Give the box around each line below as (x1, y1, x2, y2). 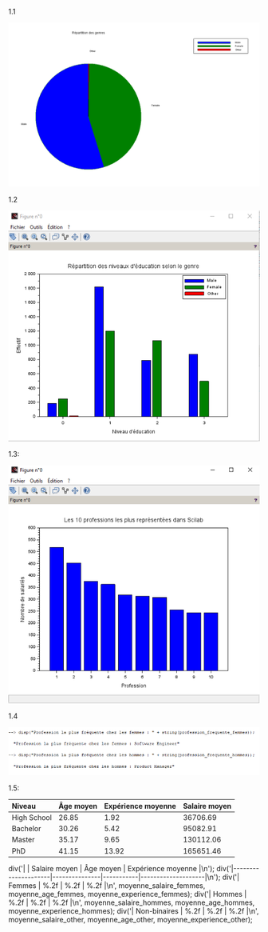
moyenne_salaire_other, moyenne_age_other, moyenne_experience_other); (8, 915, 253, 925)
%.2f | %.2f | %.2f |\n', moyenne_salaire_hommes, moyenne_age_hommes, (8, 898, 255, 907)
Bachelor (11, 824, 41, 834)
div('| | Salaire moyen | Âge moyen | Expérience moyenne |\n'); (8, 864, 215, 874)
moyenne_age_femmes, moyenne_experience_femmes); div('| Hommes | (8, 890, 247, 899)
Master (11, 835, 35, 845)
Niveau (11, 801, 36, 810)
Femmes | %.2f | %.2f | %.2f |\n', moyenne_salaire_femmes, (8, 881, 206, 890)
